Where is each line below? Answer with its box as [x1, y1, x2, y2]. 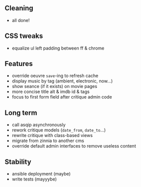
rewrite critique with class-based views [11, 132, 93, 138]
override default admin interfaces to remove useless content [11, 143, 137, 149]
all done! [11, 17, 30, 23]
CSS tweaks [4, 32, 43, 40]
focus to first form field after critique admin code [11, 94, 113, 100]
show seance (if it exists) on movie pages [11, 83, 98, 89]
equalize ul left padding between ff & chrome [11, 45, 105, 51]
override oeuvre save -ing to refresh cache [11, 72, 99, 79]
